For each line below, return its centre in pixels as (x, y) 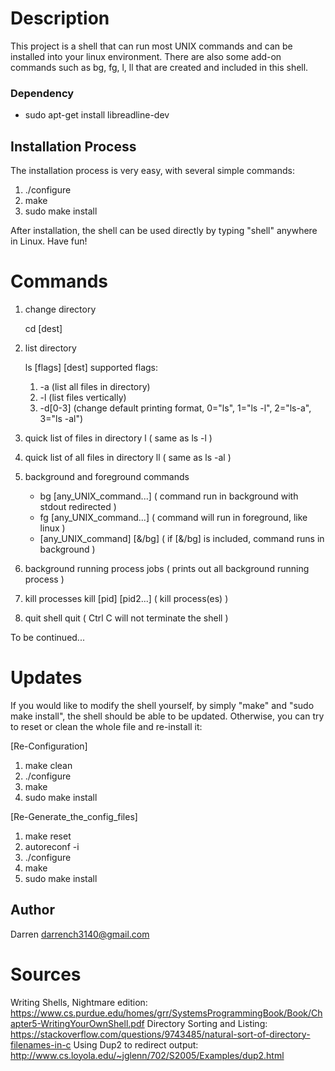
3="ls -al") (61, 418)
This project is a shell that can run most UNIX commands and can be (151, 46)
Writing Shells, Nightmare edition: (79, 1002)
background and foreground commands (107, 476)
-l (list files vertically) (83, 397)
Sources (46, 974)
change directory (60, 309)
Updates (46, 678)
